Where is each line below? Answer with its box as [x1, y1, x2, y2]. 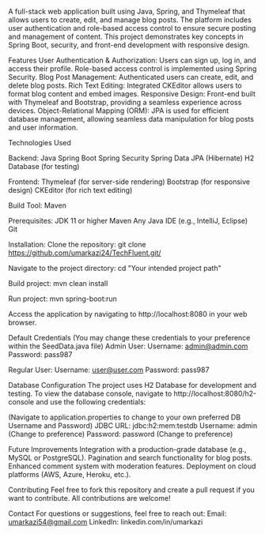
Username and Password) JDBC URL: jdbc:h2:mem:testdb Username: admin [8, 421, 258, 430]
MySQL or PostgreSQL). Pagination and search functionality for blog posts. [8, 453, 253, 462]
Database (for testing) [8, 162, 80, 171]
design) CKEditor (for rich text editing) [8, 186, 133, 194]
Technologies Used [8, 138, 71, 147]
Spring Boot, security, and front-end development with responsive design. [8, 40, 250, 50]
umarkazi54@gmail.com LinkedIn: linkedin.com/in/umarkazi [8, 517, 203, 526]
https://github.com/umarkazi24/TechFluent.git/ [8, 248, 161, 258]
